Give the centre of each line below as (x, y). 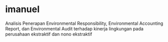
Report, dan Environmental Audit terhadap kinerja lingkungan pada (74, 28)
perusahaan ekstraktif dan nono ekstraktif (49, 34)
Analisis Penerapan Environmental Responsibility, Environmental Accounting (84, 23)
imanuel (22, 9)
